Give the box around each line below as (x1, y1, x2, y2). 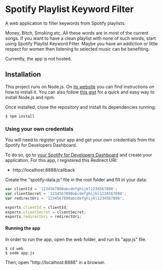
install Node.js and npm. (5, 94, 55, 100)
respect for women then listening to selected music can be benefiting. (5, 46, 150, 52)
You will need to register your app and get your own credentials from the (5, 137, 155, 143)
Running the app (5, 225, 41, 231)
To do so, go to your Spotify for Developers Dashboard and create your (5, 152, 152, 158)
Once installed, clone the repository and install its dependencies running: (5, 104, 156, 110)
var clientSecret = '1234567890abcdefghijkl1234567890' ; (5, 191, 127, 196)
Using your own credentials (5, 125, 74, 132)
